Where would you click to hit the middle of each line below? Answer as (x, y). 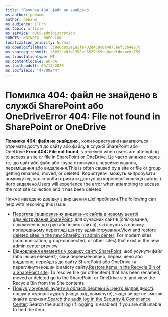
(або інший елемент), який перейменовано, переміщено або (78, 256)
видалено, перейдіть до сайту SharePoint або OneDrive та (74, 262)
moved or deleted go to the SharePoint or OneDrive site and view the (84, 278)
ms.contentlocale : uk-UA (31, 61)
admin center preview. (35, 246)
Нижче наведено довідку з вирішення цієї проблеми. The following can (81, 199)
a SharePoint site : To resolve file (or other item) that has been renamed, (87, 272)
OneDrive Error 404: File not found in (83, 117)
